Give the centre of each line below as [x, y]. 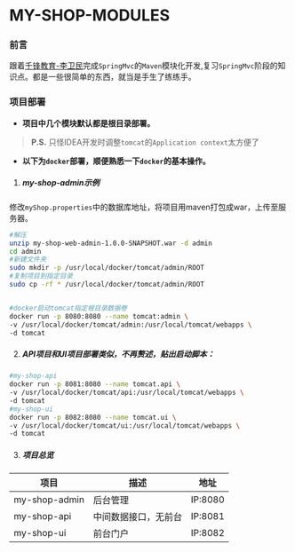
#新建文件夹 [28, 260]
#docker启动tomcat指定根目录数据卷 [68, 308]
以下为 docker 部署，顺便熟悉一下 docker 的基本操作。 [116, 161]
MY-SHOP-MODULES [90, 16]
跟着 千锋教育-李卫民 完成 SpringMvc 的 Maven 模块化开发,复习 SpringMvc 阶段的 [144, 66]
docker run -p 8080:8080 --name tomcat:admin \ [99, 316]
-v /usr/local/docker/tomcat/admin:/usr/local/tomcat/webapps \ [131, 325]
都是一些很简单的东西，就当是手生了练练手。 [114, 77]
